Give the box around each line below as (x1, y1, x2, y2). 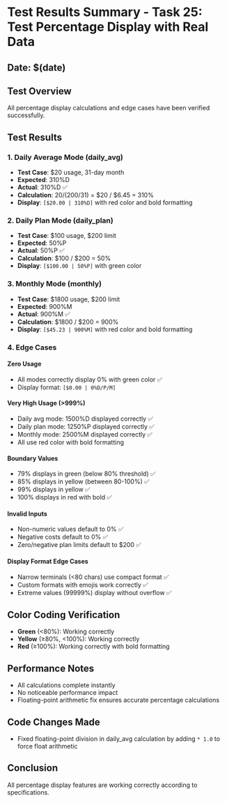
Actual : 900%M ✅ (17, 310, 71, 318)
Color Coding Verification (7, 609, 120, 621)
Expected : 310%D (17, 176, 70, 184)
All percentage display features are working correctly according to (7, 781, 198, 789)
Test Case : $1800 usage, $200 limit (17, 294, 120, 303)
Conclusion (7, 762, 58, 774)
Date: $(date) (7, 61, 66, 73)
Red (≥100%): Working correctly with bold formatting (17, 643, 170, 651)
